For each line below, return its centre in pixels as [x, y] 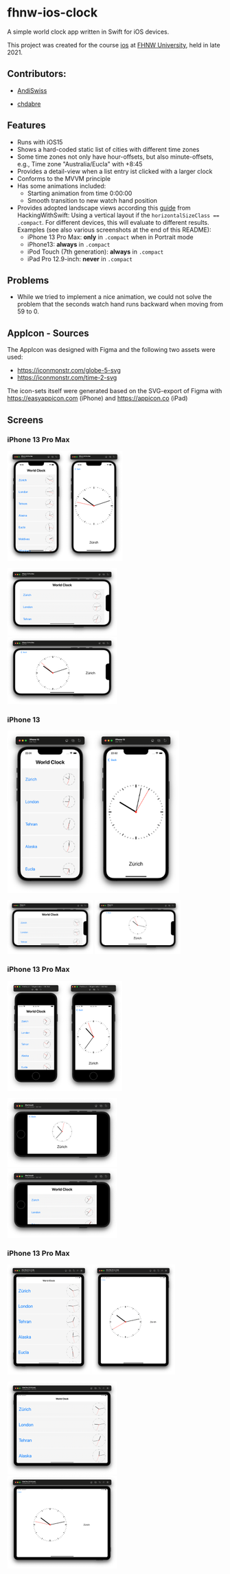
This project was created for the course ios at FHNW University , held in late [114, 45]
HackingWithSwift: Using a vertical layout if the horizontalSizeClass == [118, 215]
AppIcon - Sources [48, 333]
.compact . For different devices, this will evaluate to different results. [113, 222]
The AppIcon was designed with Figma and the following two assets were [112, 350]
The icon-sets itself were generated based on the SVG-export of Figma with [115, 391]
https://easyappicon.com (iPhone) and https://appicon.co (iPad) [97, 398]
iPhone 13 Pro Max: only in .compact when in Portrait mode [110, 237]
